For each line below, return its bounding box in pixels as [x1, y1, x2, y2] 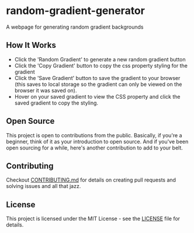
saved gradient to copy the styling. [14, 99, 98, 106]
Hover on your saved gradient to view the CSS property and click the [14, 93, 181, 100]
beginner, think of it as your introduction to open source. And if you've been [6, 138, 189, 145]
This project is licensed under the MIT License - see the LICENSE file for [6, 215, 180, 222]
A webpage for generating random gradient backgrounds [6, 23, 144, 30]
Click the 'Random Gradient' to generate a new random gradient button [14, 55, 186, 62]
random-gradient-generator [6, 4, 145, 18]
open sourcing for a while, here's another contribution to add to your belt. [6, 144, 183, 151]
